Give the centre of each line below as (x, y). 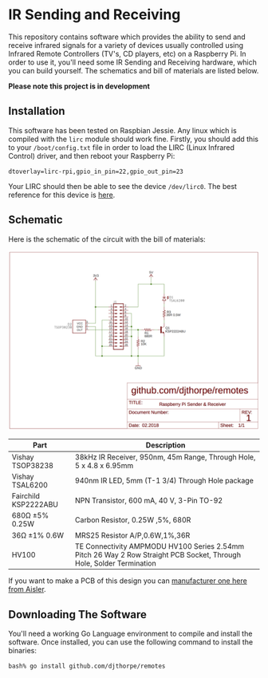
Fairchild (26, 496)
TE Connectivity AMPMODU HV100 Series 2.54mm (160, 546)
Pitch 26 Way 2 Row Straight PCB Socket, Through (158, 554)
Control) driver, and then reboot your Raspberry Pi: (92, 156)
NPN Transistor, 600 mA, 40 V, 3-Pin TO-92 (149, 500)
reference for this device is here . (62, 195)
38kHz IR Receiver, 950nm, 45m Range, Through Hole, (165, 457)
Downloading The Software (78, 615)
